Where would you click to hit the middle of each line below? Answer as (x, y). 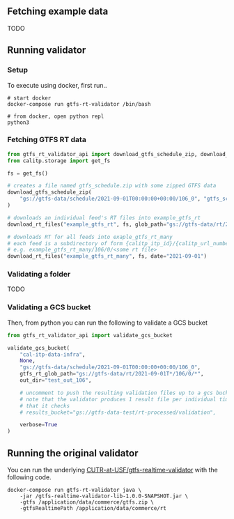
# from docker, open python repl (56, 116)
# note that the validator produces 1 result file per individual (118, 399)
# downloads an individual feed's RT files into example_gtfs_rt (104, 218)
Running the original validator (73, 453)
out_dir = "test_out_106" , (56, 380)
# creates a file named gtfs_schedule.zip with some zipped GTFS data (112, 186)
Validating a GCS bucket (49, 307)
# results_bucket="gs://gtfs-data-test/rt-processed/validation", (118, 412)
